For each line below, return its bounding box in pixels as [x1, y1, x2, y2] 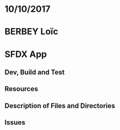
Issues [4, 118, 26, 127]
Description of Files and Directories [4, 101, 116, 110]
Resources [4, 85, 38, 93]
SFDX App [4, 48, 47, 60]
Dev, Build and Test [4, 68, 65, 76]
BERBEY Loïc [4, 26, 59, 37]
